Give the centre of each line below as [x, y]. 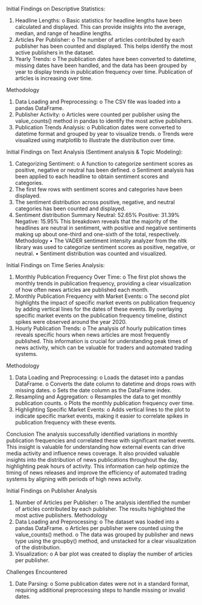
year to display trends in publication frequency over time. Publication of [104, 72]
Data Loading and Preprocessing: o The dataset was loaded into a [97, 522]
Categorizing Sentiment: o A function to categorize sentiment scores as [104, 163]
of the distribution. [38, 547]
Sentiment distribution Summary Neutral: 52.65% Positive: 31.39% [97, 215]
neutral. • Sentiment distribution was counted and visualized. [91, 254]
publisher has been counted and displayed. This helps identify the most [104, 46]
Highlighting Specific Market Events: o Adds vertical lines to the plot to [103, 409]
